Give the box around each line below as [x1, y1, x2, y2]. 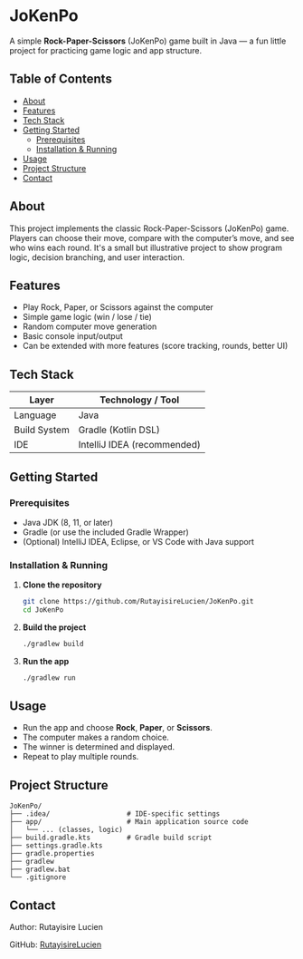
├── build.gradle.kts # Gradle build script [9, 833, 213, 843]
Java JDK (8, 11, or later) [22, 517, 114, 528]
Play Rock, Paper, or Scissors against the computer [22, 302, 214, 313]
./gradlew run [22, 673, 76, 683]
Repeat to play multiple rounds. [22, 751, 139, 762]
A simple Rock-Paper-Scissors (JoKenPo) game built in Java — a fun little [9, 35, 287, 46]
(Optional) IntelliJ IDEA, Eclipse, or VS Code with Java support [22, 536, 255, 547]
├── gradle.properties [9, 849, 95, 858]
